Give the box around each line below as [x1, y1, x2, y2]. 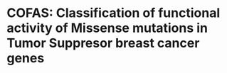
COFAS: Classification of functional [6, 5, 221, 21]
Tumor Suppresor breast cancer [6, 35, 200, 51]
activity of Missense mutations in [6, 20, 208, 36]
